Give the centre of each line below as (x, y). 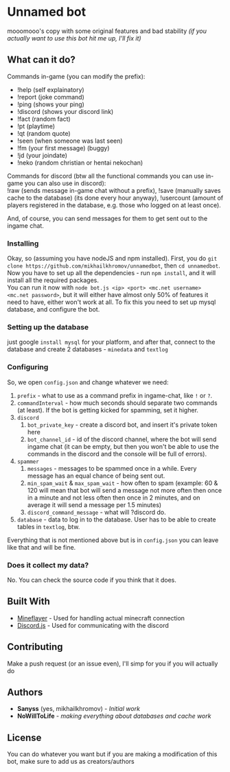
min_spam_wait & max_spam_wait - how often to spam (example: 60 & (123, 483)
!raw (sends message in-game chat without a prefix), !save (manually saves (114, 190)
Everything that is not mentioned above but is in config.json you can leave (113, 540)
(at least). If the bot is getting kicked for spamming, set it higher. (108, 410)
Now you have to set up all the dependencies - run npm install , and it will (112, 273)
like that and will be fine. (42, 547)
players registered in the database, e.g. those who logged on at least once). (114, 205)
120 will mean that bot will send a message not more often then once (124, 490)
